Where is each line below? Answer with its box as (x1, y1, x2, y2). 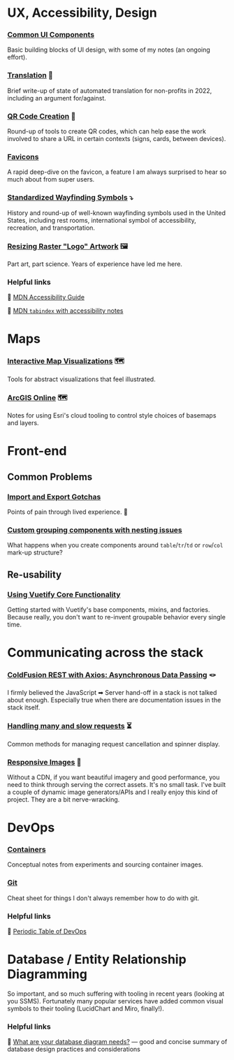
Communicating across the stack (7, 645, 204, 661)
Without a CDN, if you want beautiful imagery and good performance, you (7, 773, 220, 781)
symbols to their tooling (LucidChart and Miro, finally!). (7, 1004, 164, 1013)
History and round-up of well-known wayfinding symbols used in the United (7, 208, 226, 217)
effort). (7, 53, 28, 61)
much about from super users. (7, 175, 95, 184)
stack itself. (7, 703, 41, 712)
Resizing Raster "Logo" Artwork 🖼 (7, 241, 129, 251)
